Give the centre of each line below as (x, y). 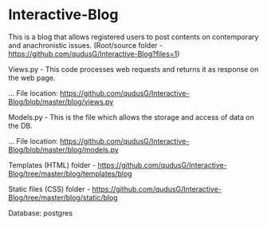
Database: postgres (41, 212)
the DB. (21, 125)
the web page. (32, 77)
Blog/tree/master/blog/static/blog (63, 197)
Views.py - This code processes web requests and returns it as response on (133, 69)
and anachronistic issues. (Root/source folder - (86, 45)
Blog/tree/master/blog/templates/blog (71, 173)
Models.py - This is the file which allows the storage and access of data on (132, 117)
